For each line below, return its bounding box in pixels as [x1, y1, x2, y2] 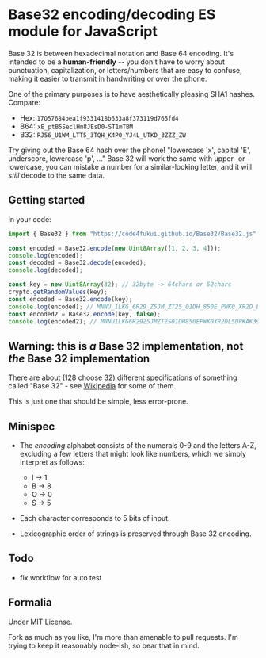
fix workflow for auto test [19, 572, 102, 582]
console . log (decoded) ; [8, 266, 83, 274]
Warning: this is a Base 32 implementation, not [8, 339, 244, 353]
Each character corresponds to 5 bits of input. [19, 514, 170, 522]
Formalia [8, 596, 53, 610]
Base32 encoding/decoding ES [8, 6, 216, 24]
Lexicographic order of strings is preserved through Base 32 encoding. [19, 529, 252, 538]
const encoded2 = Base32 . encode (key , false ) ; [8, 310, 161, 318]
